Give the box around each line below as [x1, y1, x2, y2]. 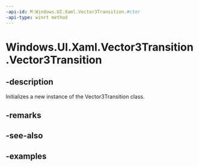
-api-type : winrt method [5, 14, 68, 20]
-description [5, 77, 54, 87]
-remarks [5, 110, 41, 120]
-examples [5, 151, 47, 161]
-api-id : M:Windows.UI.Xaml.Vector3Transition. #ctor [5, 8, 141, 15]
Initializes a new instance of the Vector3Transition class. [5, 93, 145, 100]
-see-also [5, 130, 43, 141]
